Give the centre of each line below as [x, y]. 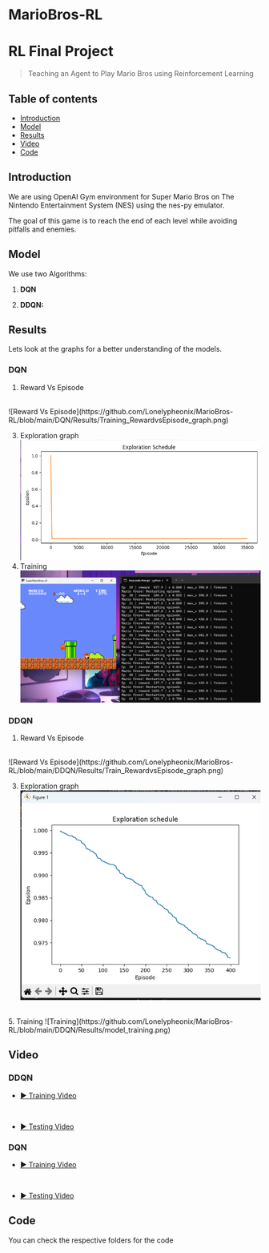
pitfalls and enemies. [42, 229]
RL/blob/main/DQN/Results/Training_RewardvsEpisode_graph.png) [118, 420]
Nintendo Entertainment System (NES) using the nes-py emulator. [116, 205]
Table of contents [53, 99]
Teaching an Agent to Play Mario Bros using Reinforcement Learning [141, 74]
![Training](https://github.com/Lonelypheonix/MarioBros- [139, 1021]
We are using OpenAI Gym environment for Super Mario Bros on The [121, 196]
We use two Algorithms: [48, 273]
